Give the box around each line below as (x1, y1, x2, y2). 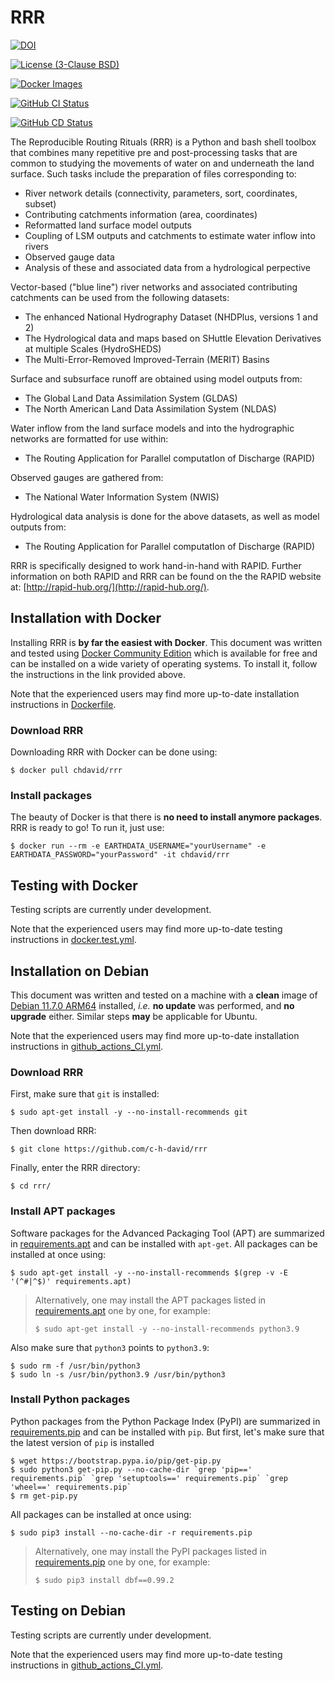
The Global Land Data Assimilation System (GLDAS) (24, 392, 238, 404)
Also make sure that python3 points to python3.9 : (10, 1341, 210, 1353)
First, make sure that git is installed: (10, 1088, 160, 1100)
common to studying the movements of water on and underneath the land (10, 157, 315, 169)
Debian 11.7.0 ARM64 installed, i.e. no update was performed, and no (10, 999, 295, 1011)
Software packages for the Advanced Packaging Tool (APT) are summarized (10, 1227, 325, 1239)
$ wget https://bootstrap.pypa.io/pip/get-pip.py (10, 1456, 222, 1466)
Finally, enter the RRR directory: (10, 1162, 141, 1174)
